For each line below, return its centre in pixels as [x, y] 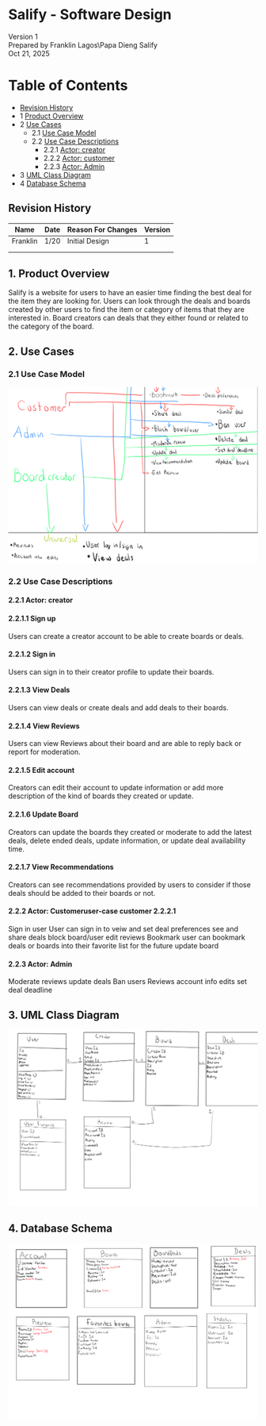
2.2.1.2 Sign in [32, 654]
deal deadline [30, 990]
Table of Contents [68, 86]
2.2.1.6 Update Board [44, 814]
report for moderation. [44, 752]
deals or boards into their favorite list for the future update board [114, 945]
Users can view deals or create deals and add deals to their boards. [119, 707]
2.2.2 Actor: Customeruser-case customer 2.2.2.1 [92, 911]
